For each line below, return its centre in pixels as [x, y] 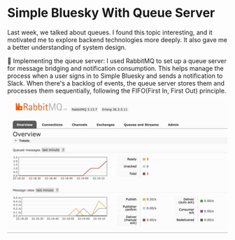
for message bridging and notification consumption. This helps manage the [115, 68]
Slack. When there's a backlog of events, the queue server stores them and [116, 83]
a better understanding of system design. [67, 47]
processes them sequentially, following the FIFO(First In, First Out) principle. [117, 91]
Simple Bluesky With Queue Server [111, 13]
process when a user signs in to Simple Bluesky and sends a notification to [115, 76]
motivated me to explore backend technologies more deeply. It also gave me [117, 39]
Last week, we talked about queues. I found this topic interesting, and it [110, 32]
